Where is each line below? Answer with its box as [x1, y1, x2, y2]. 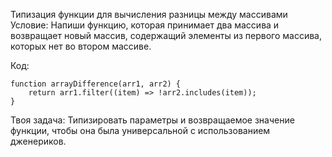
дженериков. [10, 135, 67, 147]
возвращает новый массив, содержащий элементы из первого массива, [10, 30, 322, 41]
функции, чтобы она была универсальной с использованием [10, 125, 271, 136]
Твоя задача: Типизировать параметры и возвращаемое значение [10, 114, 295, 126]
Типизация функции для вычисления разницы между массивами [10, 9, 288, 20]
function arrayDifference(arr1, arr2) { [10, 79, 182, 89]
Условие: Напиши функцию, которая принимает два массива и [10, 19, 280, 31]
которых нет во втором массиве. [10, 40, 152, 52]
